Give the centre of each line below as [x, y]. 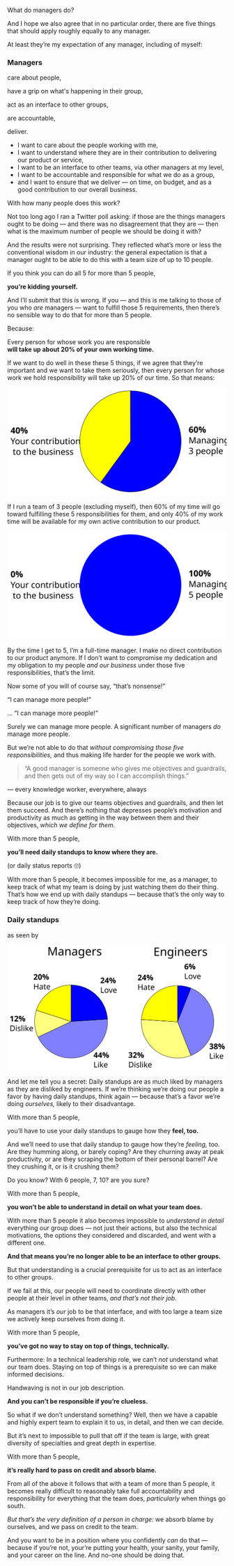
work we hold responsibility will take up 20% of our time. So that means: [111, 378]
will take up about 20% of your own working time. [81, 350]
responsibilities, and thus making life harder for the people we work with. [111, 755]
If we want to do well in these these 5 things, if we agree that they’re [105, 363]
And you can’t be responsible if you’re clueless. [78, 1401]
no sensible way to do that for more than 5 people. [79, 315]
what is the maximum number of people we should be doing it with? [104, 231]
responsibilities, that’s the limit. [52, 673]
